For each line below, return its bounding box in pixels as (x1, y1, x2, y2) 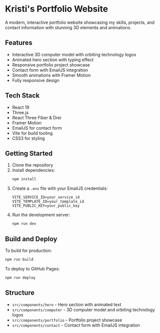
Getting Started (5, 149, 53, 157)
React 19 (12, 104, 30, 110)
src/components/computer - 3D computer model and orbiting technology (12, 307, 155, 313)
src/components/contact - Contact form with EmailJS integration (12, 322, 140, 328)
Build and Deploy (5, 234, 57, 243)
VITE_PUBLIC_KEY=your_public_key (12, 203, 80, 208)
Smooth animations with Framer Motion (12, 72, 91, 78)
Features (5, 39, 32, 47)
